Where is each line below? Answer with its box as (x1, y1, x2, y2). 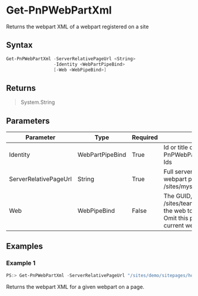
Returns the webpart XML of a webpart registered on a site (6, 23, 149, 30)
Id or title (163, 143, 189, 151)
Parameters (6, 116, 50, 126)
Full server (163, 167, 193, 176)
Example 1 (6, 259, 36, 267)
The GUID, (163, 192, 193, 200)
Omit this (163, 214, 189, 222)
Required (131, 133, 158, 142)
